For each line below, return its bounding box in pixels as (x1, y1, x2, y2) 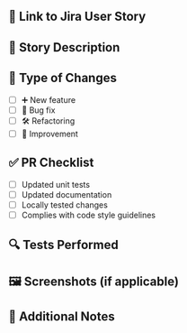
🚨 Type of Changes (8, 70, 118, 86)
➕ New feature (21, 94, 76, 105)
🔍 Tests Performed (8, 237, 119, 253)
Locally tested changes (21, 199, 109, 210)
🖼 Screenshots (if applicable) (8, 273, 179, 289)
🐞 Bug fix (21, 105, 56, 116)
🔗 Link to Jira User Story (8, 9, 147, 24)
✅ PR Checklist (8, 155, 94, 171)
